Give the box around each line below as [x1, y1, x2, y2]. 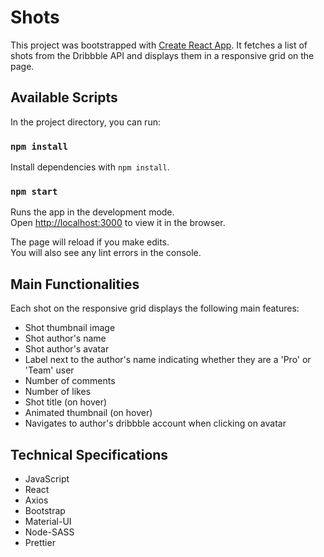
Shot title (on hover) [24, 396, 108, 408]
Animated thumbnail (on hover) [24, 407, 153, 419]
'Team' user [24, 364, 75, 376]
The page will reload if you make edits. [10, 236, 170, 248]
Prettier [24, 536, 56, 548]
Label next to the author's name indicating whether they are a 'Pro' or [24, 354, 312, 366]
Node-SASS [24, 526, 75, 538]
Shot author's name [24, 332, 107, 345]
